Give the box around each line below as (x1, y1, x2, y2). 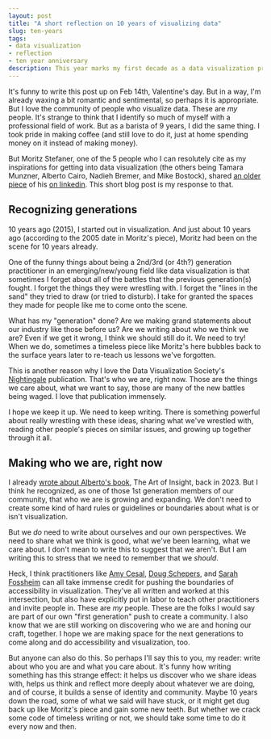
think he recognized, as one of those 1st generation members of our (8, 486, 234, 496)
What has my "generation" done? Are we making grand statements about (8, 316, 252, 325)
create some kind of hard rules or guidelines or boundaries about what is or (8, 503, 260, 513)
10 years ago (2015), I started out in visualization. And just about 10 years (8, 224, 252, 234)
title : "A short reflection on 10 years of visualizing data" (8, 19, 222, 27)
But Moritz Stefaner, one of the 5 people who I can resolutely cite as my (8, 153, 247, 163)
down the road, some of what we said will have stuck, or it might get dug (8, 696, 250, 706)
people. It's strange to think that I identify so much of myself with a (8, 112, 231, 122)
